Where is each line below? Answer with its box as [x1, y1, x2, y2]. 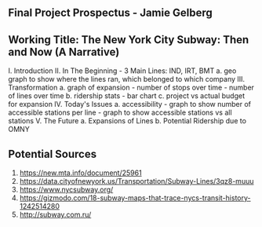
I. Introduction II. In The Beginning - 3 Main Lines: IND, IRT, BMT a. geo [8, 66, 237, 75]
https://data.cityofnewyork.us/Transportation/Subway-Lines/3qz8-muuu [19, 177, 254, 186]
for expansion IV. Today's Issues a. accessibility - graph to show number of [8, 100, 252, 109]
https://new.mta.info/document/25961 [19, 168, 143, 178]
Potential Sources [8, 147, 96, 160]
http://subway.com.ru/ [19, 210, 92, 219]
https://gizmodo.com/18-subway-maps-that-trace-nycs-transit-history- [19, 193, 251, 203]
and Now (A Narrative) [8, 45, 120, 58]
